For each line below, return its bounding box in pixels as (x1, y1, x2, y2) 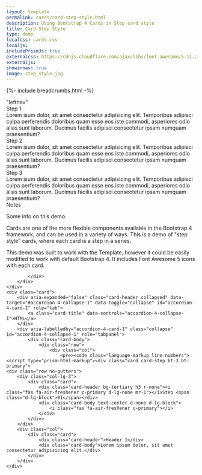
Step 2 (6, 137, 23, 145)
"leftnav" (6, 99, 28, 106)
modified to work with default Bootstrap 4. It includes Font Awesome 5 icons (6, 256, 195, 263)
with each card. (6, 262, 45, 269)
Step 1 (6, 105, 22, 112)
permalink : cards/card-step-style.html (6, 14, 106, 20)
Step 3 (6, 169, 23, 177)
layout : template (6, 8, 50, 15)
